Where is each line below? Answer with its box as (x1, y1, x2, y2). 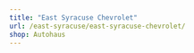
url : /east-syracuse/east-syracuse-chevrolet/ (9, 22, 186, 31)
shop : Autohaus (9, 30, 66, 39)
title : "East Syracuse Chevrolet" (9, 13, 139, 22)
